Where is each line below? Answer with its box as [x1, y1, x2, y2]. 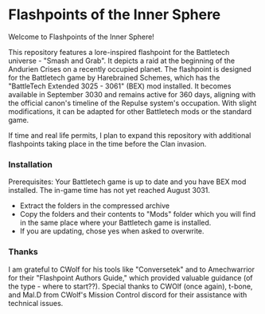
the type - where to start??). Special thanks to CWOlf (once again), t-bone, [8, 281, 253, 291]
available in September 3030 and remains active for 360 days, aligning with [8, 89, 256, 99]
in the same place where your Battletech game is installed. [19, 218, 212, 228]
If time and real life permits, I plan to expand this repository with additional [8, 130, 251, 140]
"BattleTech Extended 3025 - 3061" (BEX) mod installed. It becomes [8, 81, 232, 91]
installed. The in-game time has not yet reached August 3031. [8, 186, 211, 195]
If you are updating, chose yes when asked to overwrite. [19, 226, 205, 236]
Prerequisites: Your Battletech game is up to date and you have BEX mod [8, 177, 247, 186]
